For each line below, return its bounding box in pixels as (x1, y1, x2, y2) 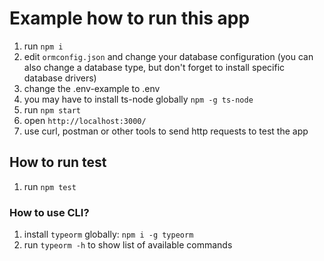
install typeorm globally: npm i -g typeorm (23, 228, 194, 241)
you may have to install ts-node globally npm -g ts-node (23, 93, 254, 105)
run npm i (23, 40, 64, 52)
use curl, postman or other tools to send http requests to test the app (23, 125, 309, 137)
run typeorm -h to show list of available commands (23, 239, 233, 251)
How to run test (9, 154, 107, 171)
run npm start (23, 103, 81, 116)
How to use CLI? (9, 205, 90, 219)
